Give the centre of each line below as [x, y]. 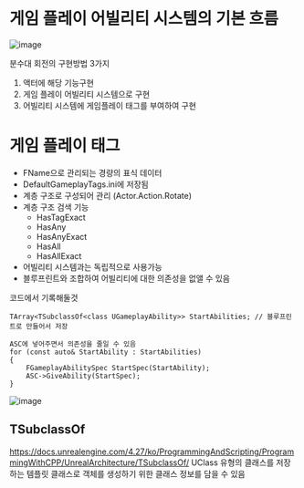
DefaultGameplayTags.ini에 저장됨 [85, 184]
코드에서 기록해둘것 [44, 297]
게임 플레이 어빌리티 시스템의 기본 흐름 [144, 19]
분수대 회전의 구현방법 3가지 [60, 63]
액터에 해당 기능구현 [58, 82]
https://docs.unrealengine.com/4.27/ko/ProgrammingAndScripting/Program [152, 452]
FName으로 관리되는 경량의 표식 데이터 [92, 172]
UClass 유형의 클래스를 [233, 462]
